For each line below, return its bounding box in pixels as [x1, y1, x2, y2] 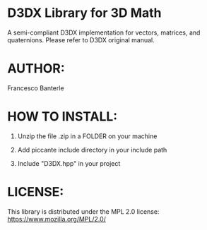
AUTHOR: [7, 61, 65, 77]
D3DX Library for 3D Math [7, 5, 162, 21]
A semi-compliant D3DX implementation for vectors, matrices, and [7, 28, 201, 37]
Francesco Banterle [7, 83, 65, 92]
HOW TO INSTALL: [7, 109, 118, 125]
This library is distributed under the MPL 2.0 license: [7, 207, 160, 216]
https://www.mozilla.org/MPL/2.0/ [7, 214, 106, 223]
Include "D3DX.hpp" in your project [17, 159, 121, 167]
